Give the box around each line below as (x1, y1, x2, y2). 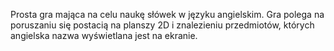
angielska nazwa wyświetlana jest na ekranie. (10, 30, 198, 41)
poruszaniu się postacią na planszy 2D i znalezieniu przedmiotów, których (10, 19, 315, 31)
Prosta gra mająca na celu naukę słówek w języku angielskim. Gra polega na (10, 9, 325, 20)
